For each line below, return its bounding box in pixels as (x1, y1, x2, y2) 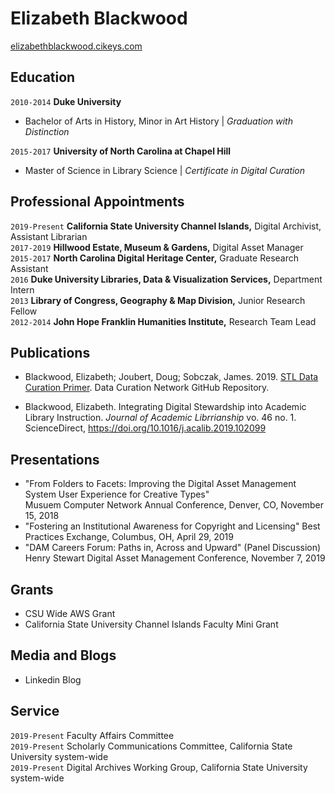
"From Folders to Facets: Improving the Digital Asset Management (24, 478, 297, 490)
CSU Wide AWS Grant (24, 608, 116, 619)
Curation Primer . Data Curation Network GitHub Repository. (24, 382, 270, 394)
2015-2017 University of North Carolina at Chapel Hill (10, 145, 232, 157)
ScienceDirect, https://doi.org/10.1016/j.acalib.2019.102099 (24, 422, 267, 434)
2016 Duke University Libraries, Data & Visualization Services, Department (10, 273, 323, 285)
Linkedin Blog (24, 673, 82, 686)
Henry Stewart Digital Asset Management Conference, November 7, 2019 (24, 552, 326, 564)
